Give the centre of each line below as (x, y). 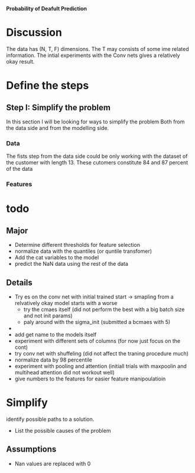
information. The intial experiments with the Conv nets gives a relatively (93, 55)
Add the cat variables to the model (57, 258)
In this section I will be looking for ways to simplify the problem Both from (95, 122)
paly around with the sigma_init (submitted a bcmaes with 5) (97, 322)
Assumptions (31, 450)
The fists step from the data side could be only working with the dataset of (97, 156)
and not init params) (48, 315)
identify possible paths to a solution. (50, 419)
